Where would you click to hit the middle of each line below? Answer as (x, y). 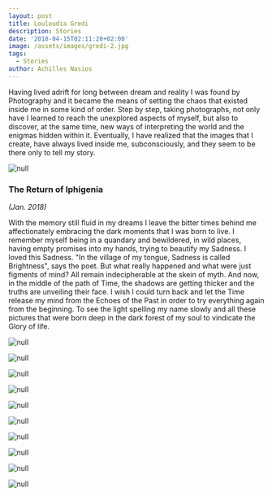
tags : (17, 54)
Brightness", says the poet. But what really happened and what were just (130, 266)
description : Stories (45, 31)
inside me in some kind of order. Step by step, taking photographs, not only (134, 109)
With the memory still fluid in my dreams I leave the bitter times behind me (133, 223)
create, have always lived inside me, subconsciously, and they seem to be (132, 144)
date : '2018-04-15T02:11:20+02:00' (69, 39)
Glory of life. (29, 327)
